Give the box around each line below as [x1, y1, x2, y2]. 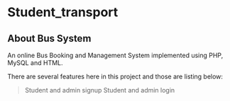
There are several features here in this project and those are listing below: [7, 72, 224, 81]
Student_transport [7, 4, 119, 20]
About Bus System [7, 32, 92, 44]
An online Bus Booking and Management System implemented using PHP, [7, 51, 224, 59]
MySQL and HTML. [7, 59, 63, 67]
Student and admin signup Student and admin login [24, 86, 175, 94]
